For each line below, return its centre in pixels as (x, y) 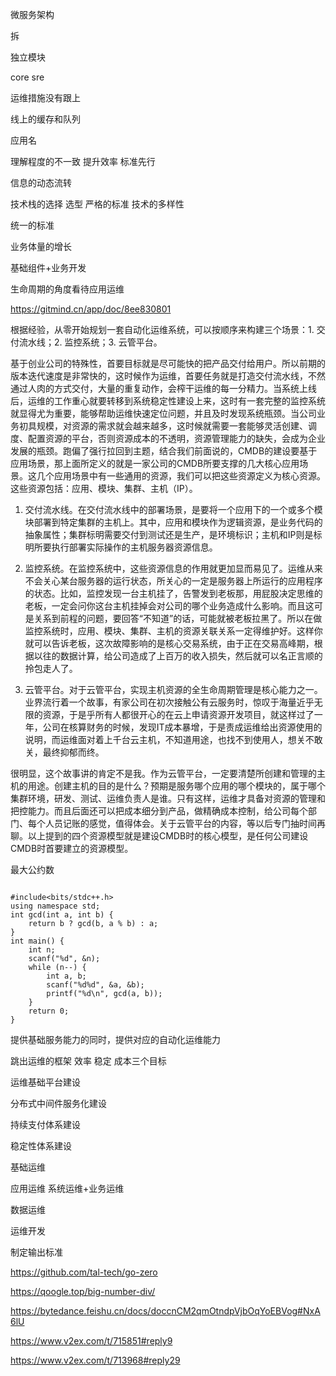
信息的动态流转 (41, 182)
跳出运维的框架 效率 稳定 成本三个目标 (88, 1061)
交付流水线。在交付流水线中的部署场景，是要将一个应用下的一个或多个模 (173, 509)
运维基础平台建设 (45, 1082)
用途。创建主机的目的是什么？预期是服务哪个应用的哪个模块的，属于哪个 (176, 786)
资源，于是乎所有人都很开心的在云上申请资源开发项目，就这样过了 (178, 714)
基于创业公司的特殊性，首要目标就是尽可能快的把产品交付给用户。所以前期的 (168, 363)
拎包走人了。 (51, 668)
